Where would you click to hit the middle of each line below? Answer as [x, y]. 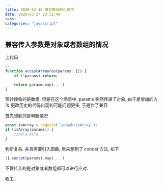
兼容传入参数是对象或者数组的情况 [57, 45]
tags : [11, 19]
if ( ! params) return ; [36, 76]
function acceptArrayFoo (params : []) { [46, 71]
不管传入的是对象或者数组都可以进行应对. [47, 168]
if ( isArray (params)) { [29, 130]
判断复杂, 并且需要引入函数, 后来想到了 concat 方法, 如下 [62, 149]
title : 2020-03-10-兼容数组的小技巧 [40, 10]
